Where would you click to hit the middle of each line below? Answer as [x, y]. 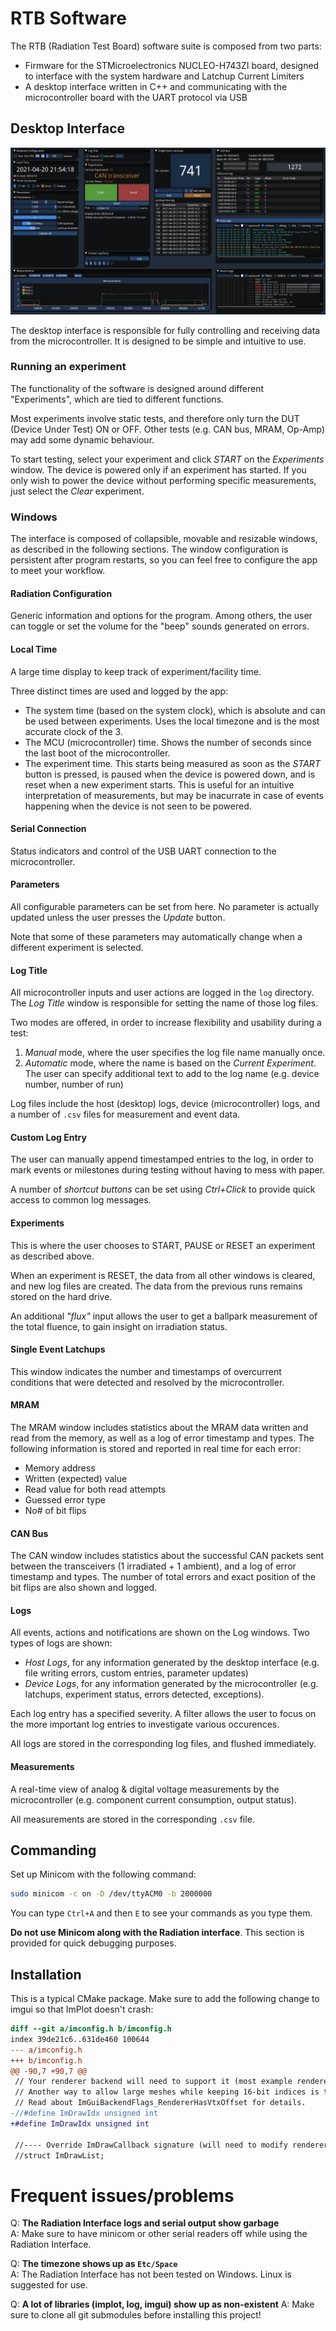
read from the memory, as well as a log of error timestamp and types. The [162, 1438]
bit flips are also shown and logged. [84, 1588]
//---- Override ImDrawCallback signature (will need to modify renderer [171, 2145]
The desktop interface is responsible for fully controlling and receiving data [165, 330]
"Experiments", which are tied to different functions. [117, 399]
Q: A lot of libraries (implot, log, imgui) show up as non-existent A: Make [162, 2304]
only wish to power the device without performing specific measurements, [163, 480]
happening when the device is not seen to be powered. [138, 806]
